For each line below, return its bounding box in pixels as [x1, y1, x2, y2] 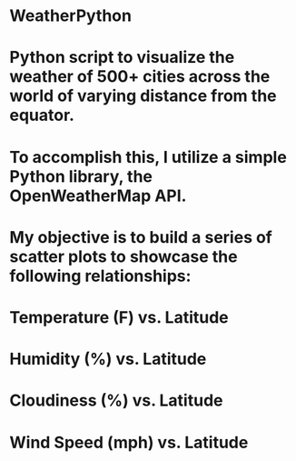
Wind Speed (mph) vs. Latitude [9, 432, 249, 453]
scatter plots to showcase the [9, 246, 238, 266]
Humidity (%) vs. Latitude [9, 349, 207, 369]
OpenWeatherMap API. [9, 185, 187, 205]
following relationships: [9, 266, 192, 286]
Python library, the [9, 165, 153, 186]
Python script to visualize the [9, 47, 235, 68]
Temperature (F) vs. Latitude [9, 306, 229, 327]
